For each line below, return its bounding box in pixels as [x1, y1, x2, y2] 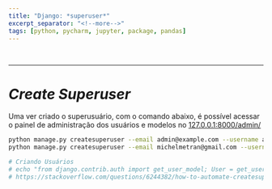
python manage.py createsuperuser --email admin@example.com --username [8, 136, 259, 144]
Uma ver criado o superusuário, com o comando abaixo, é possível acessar [8, 111, 261, 121]
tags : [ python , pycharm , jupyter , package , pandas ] [8, 27, 186, 35]
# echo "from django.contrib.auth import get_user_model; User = [8, 165, 233, 174]
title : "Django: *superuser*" [8, 11, 111, 20]
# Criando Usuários [8, 158, 74, 166]
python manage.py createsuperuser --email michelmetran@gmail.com [8, 143, 237, 152]
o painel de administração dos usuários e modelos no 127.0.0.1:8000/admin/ [8, 120, 261, 130]
